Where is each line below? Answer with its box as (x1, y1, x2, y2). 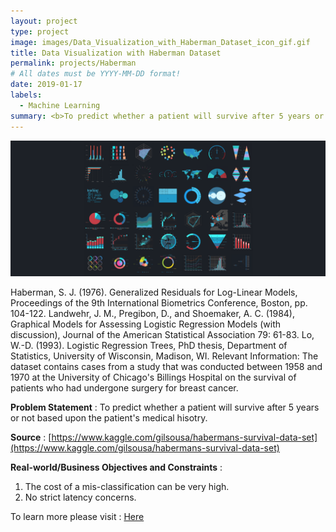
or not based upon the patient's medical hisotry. (10, 412, 208, 424)
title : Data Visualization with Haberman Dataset (10, 48, 222, 58)
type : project (10, 26, 70, 37)
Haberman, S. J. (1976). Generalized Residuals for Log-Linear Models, (10, 286, 298, 299)
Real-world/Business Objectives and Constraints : (10, 461, 223, 474)
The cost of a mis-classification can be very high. (24, 481, 230, 493)
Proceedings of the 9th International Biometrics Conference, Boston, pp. (10, 297, 308, 309)
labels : (10, 90, 43, 100)
